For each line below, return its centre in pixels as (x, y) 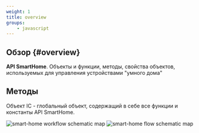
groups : (16, 23)
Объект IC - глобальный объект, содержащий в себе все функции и (92, 106)
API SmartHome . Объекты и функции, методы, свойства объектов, (91, 66)
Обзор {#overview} (43, 52)
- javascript (33, 28)
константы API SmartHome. (41, 112)
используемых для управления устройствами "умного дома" (84, 73)
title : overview (26, 17)
